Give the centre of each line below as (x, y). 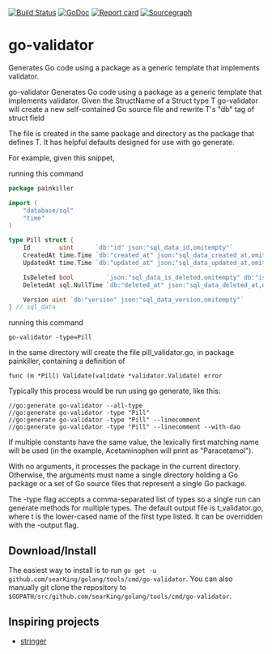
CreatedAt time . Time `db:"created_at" (88, 255)
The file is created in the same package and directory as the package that (132, 133)
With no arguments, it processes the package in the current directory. (125, 467)
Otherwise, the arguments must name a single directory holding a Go (123, 475)
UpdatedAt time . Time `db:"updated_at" (88, 263)
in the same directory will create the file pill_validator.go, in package (121, 353)
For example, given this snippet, (62, 157)
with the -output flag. (44, 525)
